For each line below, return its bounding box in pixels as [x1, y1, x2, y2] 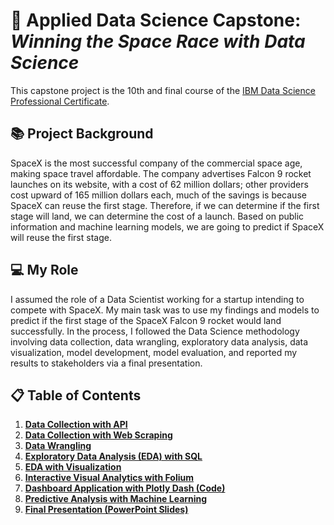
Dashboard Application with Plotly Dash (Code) [24, 482, 226, 494]
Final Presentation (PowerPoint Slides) [24, 504, 189, 516]
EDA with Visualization [24, 461, 122, 473]
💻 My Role [10, 262, 79, 279]
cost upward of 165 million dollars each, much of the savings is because [10, 189, 307, 201]
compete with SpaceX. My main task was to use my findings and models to [10, 304, 320, 316]
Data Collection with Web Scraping [24, 429, 173, 441]
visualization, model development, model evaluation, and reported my [10, 346, 298, 358]
